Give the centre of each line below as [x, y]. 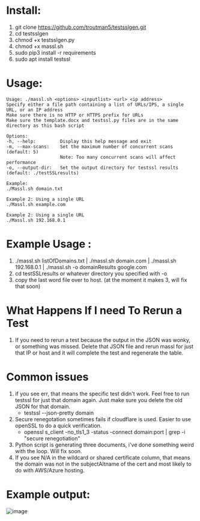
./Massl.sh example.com [36, 204]
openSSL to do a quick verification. [58, 425]
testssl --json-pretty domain [59, 413]
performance [21, 162]
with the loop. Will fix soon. [48, 451]
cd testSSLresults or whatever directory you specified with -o [91, 273]
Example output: [48, 494]
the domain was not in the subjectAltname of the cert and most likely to [103, 464]
